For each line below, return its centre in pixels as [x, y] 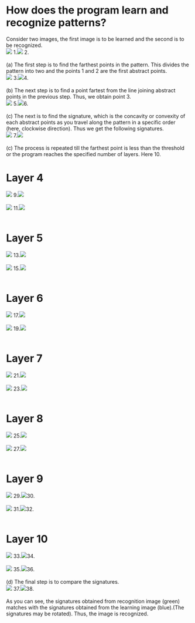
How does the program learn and [87, 10]
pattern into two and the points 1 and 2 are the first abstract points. [87, 70]
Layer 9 [25, 479]
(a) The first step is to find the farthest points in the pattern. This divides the [97, 65]
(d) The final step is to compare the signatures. [63, 581]
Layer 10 [27, 539]
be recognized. [24, 45]
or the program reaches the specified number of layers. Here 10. [83, 154]
